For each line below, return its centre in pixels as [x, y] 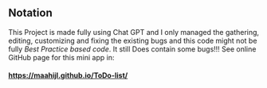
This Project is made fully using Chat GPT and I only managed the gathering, [134, 32]
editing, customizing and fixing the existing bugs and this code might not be [133, 40]
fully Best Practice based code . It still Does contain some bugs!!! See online [132, 49]
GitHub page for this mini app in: [61, 57]
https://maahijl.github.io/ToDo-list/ [68, 75]
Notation [31, 13]
